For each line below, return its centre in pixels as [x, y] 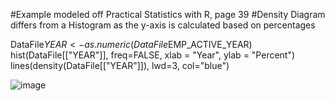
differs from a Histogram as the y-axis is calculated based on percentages [163, 25]
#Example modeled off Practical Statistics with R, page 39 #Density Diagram [168, 14]
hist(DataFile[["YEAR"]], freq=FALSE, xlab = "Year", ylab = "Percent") [153, 55]
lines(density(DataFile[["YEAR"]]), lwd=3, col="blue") [120, 65]
